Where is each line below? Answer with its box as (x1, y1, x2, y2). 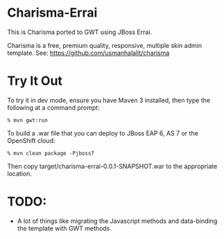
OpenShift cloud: (7, 136, 55, 145)
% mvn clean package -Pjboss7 (7, 149, 95, 157)
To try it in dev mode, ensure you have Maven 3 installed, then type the (7, 96, 210, 104)
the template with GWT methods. (17, 224, 112, 232)
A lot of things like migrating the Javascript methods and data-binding (17, 217, 218, 225)
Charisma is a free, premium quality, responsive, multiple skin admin (7, 41, 203, 49)
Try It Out (7, 73, 62, 89)
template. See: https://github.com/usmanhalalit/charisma (7, 49, 170, 57)
